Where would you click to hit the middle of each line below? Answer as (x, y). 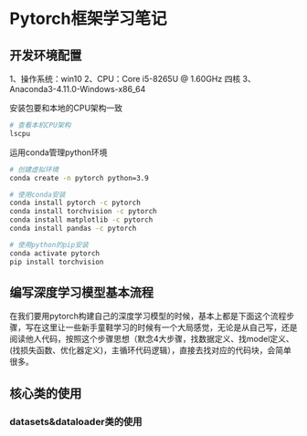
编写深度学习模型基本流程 (81, 292)
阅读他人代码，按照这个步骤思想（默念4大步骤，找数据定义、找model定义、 (152, 339)
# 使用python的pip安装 (49, 244)
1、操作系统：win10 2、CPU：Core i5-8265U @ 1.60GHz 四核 (125, 79)
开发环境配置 (46, 55)
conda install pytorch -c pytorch (75, 203)
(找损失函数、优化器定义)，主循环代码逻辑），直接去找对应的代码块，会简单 (151, 350)
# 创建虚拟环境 (34, 170)
